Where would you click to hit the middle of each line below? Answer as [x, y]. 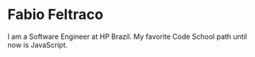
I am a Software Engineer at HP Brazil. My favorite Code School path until [127, 36]
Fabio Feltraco [56, 15]
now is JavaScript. [38, 44]
